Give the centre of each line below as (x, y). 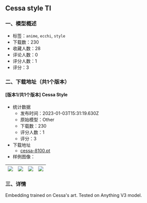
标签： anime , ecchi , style (39, 35)
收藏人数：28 (26, 48)
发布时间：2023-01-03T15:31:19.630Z (60, 113)
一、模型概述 (21, 24)
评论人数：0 (25, 55)
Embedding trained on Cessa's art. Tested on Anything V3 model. (73, 195)
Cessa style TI (28, 8)
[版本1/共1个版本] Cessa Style (36, 95)
